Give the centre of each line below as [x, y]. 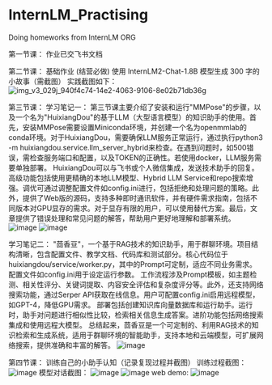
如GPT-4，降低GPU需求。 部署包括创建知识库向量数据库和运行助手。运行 [131, 304]
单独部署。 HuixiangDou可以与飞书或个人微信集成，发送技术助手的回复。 [137, 167]
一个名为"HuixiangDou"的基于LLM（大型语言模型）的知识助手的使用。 [132, 117]
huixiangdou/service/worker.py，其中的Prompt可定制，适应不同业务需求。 [133, 264]
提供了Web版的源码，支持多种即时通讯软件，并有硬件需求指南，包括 [136, 198]
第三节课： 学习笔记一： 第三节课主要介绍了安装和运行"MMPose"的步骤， [131, 107]
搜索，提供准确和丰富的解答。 [65, 345]
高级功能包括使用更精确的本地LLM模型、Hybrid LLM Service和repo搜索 [127, 178]
